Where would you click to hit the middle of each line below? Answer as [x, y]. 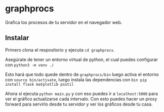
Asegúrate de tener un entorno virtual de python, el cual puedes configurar [82, 59]
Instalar [17, 38]
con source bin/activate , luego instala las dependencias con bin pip [76, 79]
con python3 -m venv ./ [30, 64]
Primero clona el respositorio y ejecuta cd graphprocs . [60, 50]
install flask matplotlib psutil [40, 84]
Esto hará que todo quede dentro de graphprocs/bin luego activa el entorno [82, 74]
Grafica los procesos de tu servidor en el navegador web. [64, 22]
